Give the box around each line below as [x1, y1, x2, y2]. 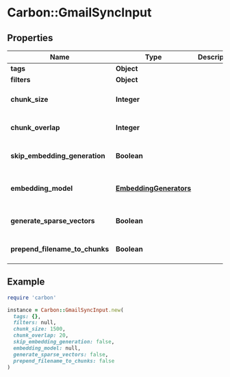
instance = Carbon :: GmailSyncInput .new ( [7, 307, 125, 313]
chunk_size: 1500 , [13, 326, 66, 333]
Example [7, 276, 45, 288]
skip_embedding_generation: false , [13, 339, 115, 346]
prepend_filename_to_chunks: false [13, 357, 115, 364]
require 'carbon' [7, 294, 57, 301]
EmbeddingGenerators [115, 183, 192, 193]
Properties [7, 32, 53, 44]
